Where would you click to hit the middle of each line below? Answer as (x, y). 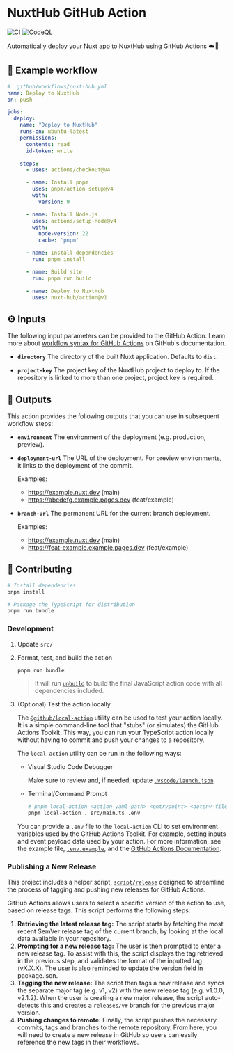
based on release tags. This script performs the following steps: (99, 910)
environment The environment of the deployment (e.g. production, (111, 437)
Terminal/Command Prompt (67, 794)
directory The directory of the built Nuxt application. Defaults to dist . (117, 357)
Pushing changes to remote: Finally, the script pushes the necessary (117, 1020)
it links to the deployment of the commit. (75, 465)
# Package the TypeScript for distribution (71, 604)
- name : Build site (54, 272)
